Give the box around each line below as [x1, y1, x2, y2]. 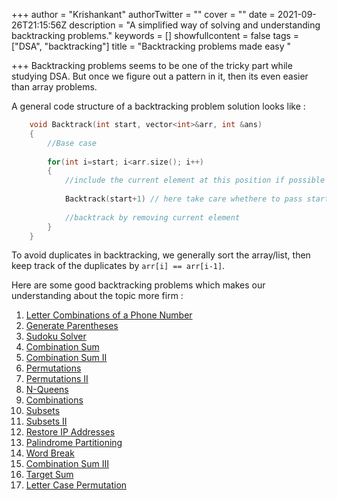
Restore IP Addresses [25, 426, 116, 438]
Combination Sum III [25, 458, 110, 470]
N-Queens [25, 384, 69, 396]
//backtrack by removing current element [64, 212, 241, 223]
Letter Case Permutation [25, 479, 128, 491]
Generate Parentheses [25, 320, 119, 332]
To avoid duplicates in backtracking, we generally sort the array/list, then [11, 249, 311, 261]
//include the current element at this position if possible [64, 175, 326, 186]
